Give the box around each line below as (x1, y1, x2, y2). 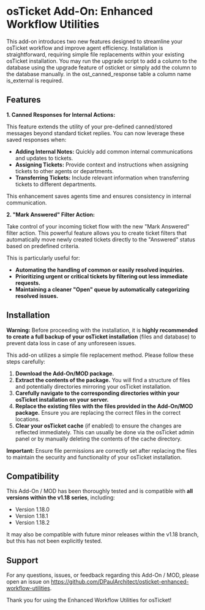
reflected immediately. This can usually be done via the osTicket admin (15, 428, 195, 436)
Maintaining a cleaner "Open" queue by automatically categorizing (15, 286, 190, 293)
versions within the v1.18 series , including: (6, 494, 115, 501)
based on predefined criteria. (6, 242, 80, 249)
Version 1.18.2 (15, 519, 50, 526)
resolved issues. (15, 292, 59, 299)
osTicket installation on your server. (15, 396, 109, 403)
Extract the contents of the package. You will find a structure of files (15, 376, 191, 383)
